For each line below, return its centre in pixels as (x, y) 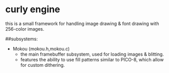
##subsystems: (22, 39)
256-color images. (25, 29)
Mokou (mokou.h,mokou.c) (41, 48)
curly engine (33, 9)
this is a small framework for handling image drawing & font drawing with (82, 23)
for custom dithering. (43, 65)
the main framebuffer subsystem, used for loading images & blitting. (92, 54)
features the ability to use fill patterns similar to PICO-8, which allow (92, 59)
